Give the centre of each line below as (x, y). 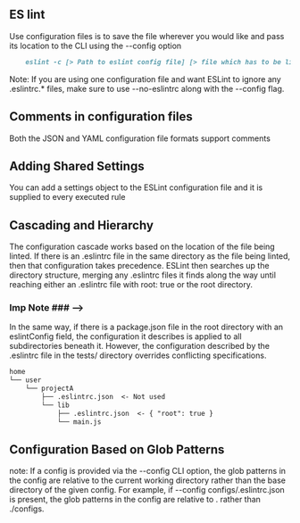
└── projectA (50, 389)
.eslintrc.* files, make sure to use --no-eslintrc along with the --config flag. (147, 88)
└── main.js (79, 422)
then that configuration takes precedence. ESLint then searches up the (139, 266)
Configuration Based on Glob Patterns (117, 449)
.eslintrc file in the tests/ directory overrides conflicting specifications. (138, 355)
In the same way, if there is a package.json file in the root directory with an (146, 327)
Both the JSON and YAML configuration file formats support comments (140, 138)
